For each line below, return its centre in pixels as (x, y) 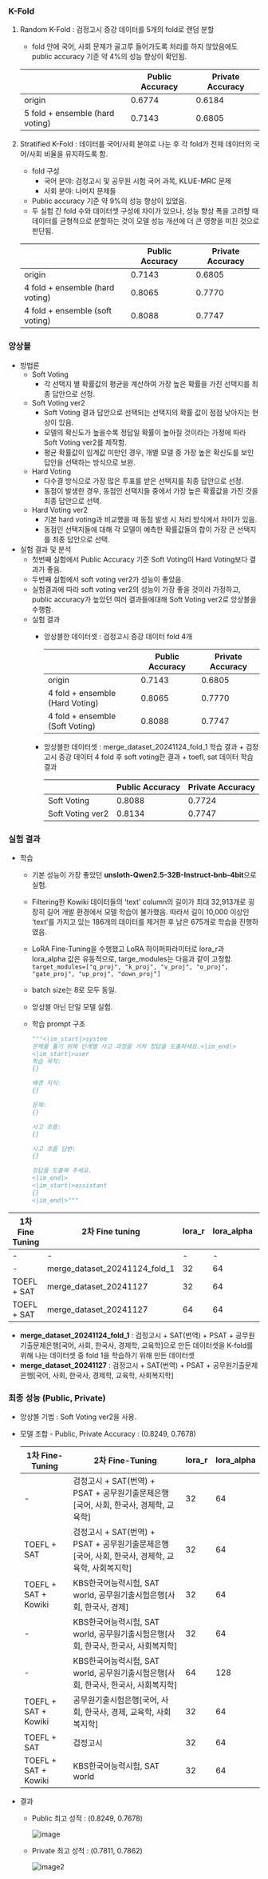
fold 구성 (45, 171)
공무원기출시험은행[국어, (116, 1700)
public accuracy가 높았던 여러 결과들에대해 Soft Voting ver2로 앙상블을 (144, 599)
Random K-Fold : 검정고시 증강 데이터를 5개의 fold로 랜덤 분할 (117, 30)
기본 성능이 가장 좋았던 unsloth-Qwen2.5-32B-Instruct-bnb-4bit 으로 (144, 874)
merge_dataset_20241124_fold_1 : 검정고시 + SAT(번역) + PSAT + (126, 1335)
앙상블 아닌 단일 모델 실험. (72, 1006)
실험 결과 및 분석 (45, 549)
